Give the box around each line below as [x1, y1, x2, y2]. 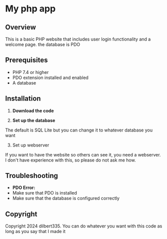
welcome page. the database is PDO [5, 41, 80, 47]
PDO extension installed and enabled [12, 74, 89, 80]
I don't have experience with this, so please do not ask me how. [5, 157, 136, 163]
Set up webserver [12, 142, 49, 148]
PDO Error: [12, 184, 35, 190]
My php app [5, 3, 56, 14]
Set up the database [12, 117, 55, 123]
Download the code [12, 107, 54, 113]
